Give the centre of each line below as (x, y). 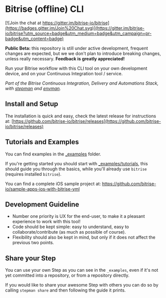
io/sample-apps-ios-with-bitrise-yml (43, 189)
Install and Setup (32, 104)
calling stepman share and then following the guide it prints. (65, 290)
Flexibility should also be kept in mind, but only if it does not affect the (84, 237)
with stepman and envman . (33, 88)
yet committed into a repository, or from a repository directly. (67, 275)
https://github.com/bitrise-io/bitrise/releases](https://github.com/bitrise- (87, 121)
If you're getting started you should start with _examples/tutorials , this (77, 163)
